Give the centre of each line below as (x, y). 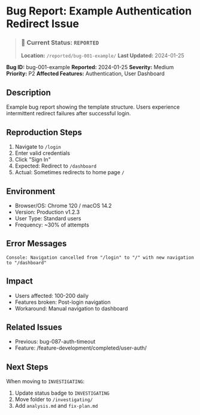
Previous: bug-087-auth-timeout (55, 342)
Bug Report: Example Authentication (99, 11)
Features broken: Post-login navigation (63, 302)
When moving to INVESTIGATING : (46, 381)
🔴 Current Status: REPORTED (60, 43)
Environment (31, 191)
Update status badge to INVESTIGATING (62, 393)
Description (28, 92)
